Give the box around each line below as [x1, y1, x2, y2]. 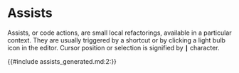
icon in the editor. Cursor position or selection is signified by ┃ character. [7, 43, 220, 52]
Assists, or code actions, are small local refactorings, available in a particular [7, 28, 233, 37]
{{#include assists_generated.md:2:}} [7, 57, 117, 65]
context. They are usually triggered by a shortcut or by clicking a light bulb [7, 35, 226, 44]
